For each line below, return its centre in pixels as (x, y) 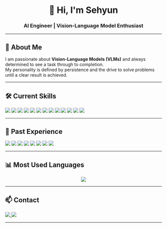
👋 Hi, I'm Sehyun (83, 10)
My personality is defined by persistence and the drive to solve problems (80, 70)
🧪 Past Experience (34, 131)
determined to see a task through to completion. (54, 65)
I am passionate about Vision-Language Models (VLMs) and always (75, 59)
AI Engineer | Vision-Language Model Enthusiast (83, 26)
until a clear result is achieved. (36, 75)
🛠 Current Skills (31, 96)
